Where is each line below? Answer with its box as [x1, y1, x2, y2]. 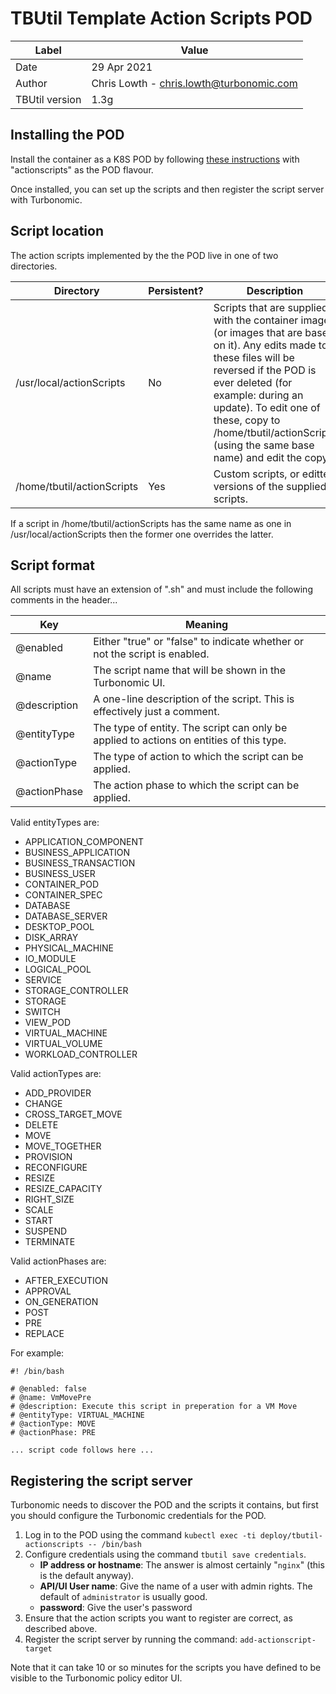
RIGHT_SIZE [24, 1193, 75, 1206]
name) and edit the [213, 450, 303, 464]
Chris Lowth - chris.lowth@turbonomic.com [91, 76, 298, 90]
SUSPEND [24, 1225, 68, 1237]
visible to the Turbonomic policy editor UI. [10, 1672, 183, 1684]
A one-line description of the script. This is [93, 692, 295, 706]
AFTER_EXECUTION [24, 1275, 109, 1287]
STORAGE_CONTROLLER [24, 985, 129, 997]
